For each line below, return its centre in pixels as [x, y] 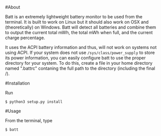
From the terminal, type [29, 120]
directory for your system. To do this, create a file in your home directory [79, 63]
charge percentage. [25, 38]
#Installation [18, 83]
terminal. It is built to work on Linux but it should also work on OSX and [77, 22]
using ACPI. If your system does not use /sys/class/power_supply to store [80, 52]
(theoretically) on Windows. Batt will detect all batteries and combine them [81, 27]
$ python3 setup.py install [34, 102]
